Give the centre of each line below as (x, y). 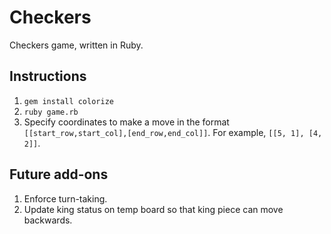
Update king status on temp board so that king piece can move (153, 209)
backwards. (48, 220)
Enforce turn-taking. (65, 198)
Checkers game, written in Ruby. (76, 45)
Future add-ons (59, 174)
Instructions (48, 76)
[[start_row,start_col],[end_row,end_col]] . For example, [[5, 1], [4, (173, 132)
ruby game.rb (51, 112)
